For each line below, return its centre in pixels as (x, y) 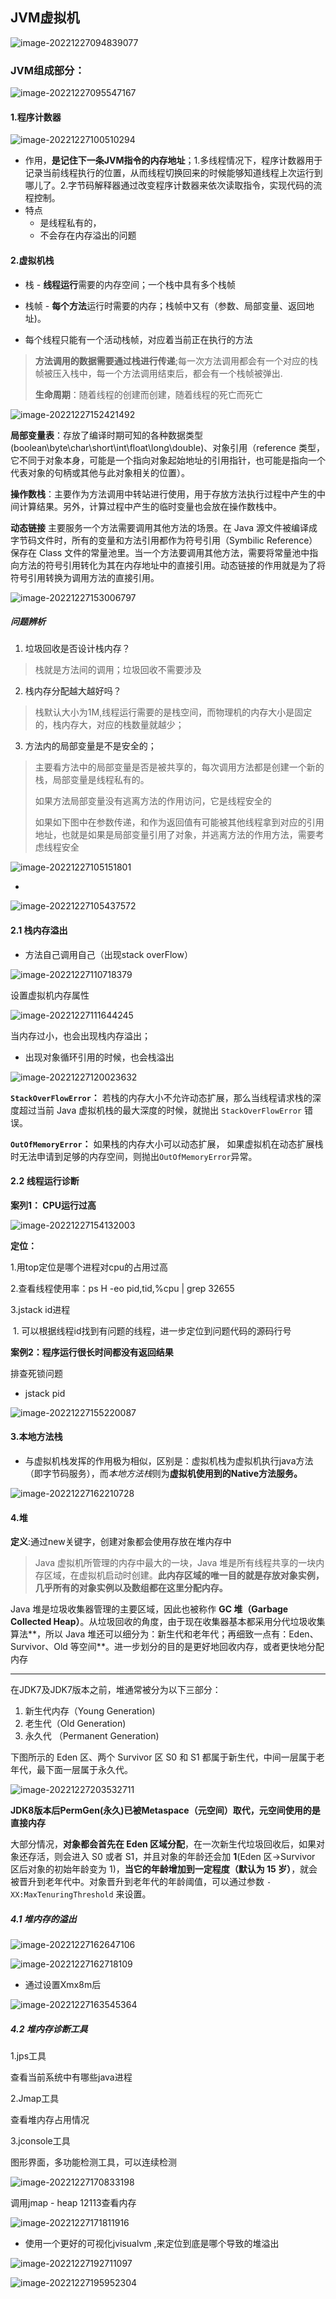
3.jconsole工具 (40, 2141)
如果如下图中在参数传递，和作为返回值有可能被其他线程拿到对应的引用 (179, 822)
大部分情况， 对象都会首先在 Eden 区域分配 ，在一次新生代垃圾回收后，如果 (163, 1844)
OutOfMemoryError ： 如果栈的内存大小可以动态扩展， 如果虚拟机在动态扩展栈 (167, 1144)
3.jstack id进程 (40, 1309)
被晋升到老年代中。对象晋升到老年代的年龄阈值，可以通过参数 (137, 1882)
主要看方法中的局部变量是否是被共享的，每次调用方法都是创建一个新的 (179, 767)
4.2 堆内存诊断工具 (49, 2029)
